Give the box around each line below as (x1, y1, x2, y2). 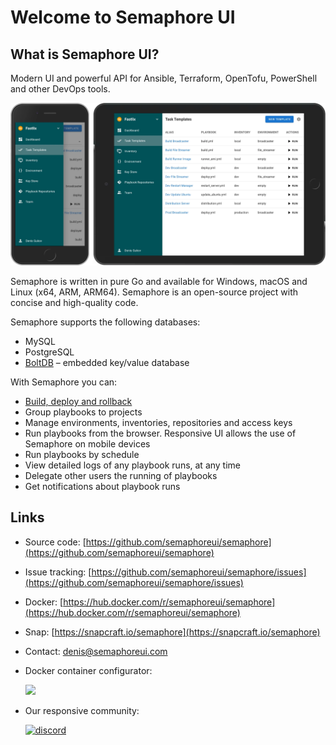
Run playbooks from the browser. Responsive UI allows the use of (24, 427, 297, 439)
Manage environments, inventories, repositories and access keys (24, 416, 293, 428)
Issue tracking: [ (24, 566, 92, 578)
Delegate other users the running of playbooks (24, 469, 218, 481)
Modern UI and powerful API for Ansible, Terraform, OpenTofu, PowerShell (10, 72, 318, 84)
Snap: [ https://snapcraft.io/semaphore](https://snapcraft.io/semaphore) (24, 626, 321, 638)
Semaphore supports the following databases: (10, 316, 201, 328)
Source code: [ (24, 536, 87, 548)
